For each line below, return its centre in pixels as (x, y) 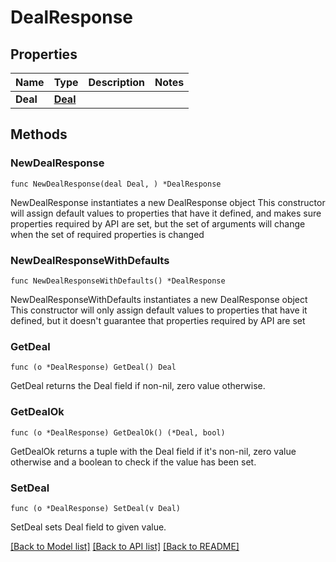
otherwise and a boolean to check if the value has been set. (133, 462)
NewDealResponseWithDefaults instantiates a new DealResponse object (159, 299)
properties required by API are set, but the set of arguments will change (158, 223)
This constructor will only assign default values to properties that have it (159, 310)
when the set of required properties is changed (107, 234)
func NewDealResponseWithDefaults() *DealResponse (118, 281)
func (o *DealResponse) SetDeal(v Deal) (96, 508)
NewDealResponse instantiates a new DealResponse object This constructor (168, 202)
